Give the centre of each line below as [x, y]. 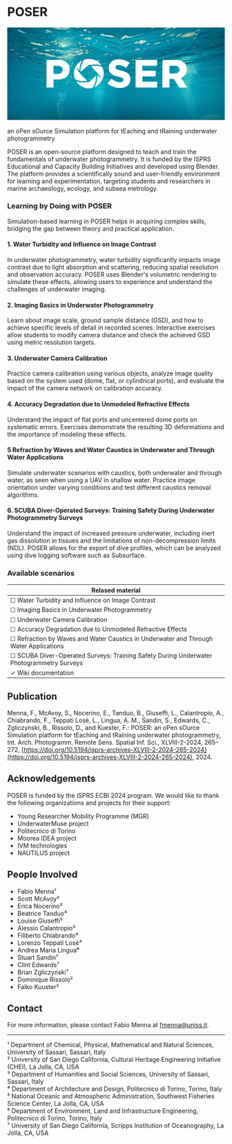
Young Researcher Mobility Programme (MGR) [83, 816]
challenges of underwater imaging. [57, 289]
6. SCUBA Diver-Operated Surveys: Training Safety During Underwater [111, 510]
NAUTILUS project [43, 853]
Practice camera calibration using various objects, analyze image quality [110, 373]
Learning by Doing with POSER [59, 206]
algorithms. [23, 494]
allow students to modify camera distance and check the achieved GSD [109, 335]
